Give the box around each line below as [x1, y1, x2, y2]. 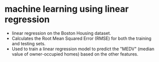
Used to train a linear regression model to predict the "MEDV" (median [11, 46, 155, 52]
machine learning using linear [4, 3, 129, 15]
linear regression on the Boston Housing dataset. [11, 30, 111, 36]
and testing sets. [11, 40, 46, 46]
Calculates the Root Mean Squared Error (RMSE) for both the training [11, 35, 152, 41]
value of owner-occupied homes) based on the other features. [11, 51, 138, 57]
